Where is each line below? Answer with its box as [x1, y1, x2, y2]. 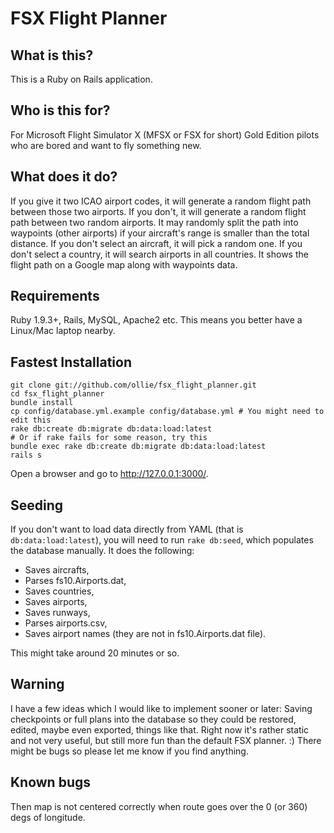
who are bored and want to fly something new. [10, 139, 202, 151]
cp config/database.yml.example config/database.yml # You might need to [10, 407, 325, 417]
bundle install [10, 398, 74, 408]
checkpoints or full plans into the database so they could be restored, [10, 713, 297, 725]
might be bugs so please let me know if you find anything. [10, 745, 249, 757]
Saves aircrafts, [24, 564, 90, 576]
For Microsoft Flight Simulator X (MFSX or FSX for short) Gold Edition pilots [10, 128, 320, 141]
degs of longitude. [10, 811, 86, 823]
